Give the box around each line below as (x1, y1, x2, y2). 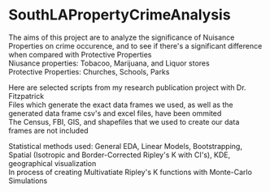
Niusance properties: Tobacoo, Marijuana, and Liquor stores (8, 58, 210, 68)
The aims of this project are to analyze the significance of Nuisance (8, 32, 235, 42)
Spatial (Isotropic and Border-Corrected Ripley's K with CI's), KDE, (8, 150, 231, 160)
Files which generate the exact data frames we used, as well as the (8, 100, 233, 109)
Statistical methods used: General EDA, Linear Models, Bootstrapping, (8, 141, 242, 151)
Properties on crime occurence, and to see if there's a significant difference (8, 41, 263, 50)
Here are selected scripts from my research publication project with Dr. (8, 83, 246, 92)
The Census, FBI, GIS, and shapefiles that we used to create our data (8, 117, 240, 126)
